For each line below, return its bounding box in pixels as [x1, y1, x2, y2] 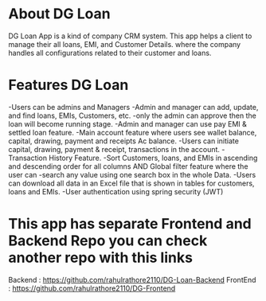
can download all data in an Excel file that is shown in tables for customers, [8, 178, 255, 188]
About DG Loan [8, 5, 111, 23]
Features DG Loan [8, 76, 129, 94]
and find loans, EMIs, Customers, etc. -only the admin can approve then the [8, 111, 256, 120]
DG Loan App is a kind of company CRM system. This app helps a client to [8, 31, 252, 41]
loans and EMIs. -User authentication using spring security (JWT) [8, 186, 224, 196]
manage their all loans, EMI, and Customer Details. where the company [8, 39, 241, 49]
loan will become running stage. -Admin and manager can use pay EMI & [8, 119, 247, 128]
